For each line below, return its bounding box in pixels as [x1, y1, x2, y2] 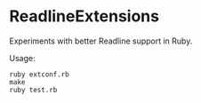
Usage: [9, 52, 36, 63]
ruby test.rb [9, 85, 58, 94]
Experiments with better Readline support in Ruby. [9, 36, 193, 46]
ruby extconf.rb [9, 69, 69, 79]
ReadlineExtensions [9, 6, 160, 27]
